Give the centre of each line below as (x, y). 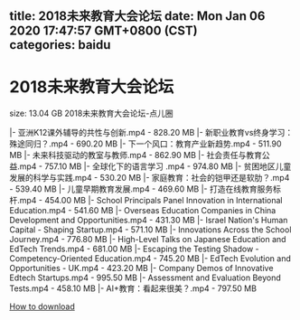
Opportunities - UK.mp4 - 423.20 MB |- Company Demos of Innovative (141, 268)
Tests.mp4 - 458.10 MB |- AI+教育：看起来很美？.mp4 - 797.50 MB (133, 288)
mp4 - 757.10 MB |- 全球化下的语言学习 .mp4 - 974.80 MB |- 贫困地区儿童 (155, 166)
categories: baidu (60, 45)
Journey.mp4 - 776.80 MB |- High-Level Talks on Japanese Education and (148, 240)
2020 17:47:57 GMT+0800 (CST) (103, 31)
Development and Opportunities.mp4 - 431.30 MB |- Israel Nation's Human (149, 221)
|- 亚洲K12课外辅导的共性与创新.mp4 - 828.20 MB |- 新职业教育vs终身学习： (151, 133)
